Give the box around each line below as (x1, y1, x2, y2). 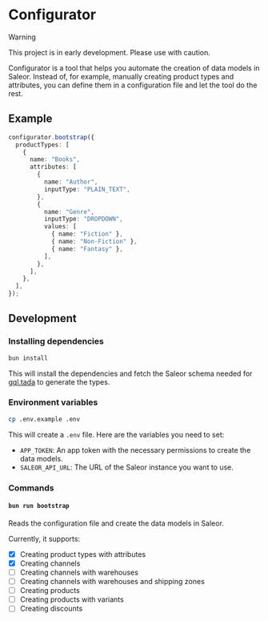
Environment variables (8, 397, 98, 408)
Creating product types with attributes (19, 549, 146, 558)
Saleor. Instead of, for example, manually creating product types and (8, 71, 234, 81)
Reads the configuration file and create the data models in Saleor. (8, 518, 224, 528)
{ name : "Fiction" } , (50, 230, 124, 238)
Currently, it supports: (8, 534, 81, 543)
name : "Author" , (43, 178, 98, 186)
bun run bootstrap (8, 502, 70, 510)
